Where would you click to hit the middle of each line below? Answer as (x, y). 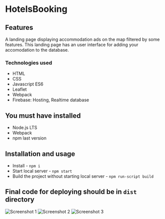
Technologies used (29, 63)
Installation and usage (40, 154)
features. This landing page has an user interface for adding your (72, 45)
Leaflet (20, 89)
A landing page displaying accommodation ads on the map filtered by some (82, 39)
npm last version (29, 138)
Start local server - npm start (42, 171)
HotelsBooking (36, 9)
